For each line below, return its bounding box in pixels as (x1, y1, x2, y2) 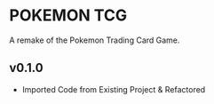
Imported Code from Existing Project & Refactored (21, 84, 206, 94)
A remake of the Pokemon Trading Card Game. (9, 35, 180, 45)
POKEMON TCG (9, 5, 128, 26)
